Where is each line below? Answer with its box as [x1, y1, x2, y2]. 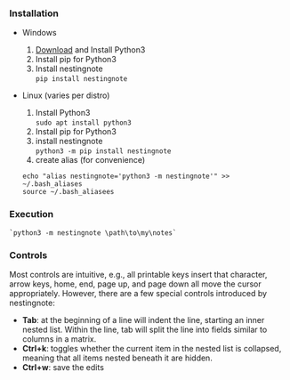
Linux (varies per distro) [21, 90, 110, 101]
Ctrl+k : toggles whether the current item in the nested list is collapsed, [21, 343, 282, 353]
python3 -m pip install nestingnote [35, 147, 172, 156]
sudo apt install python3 [35, 118, 132, 127]
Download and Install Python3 [35, 44, 146, 55]
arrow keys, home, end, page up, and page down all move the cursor [9, 279, 262, 289]
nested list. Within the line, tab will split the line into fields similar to [21, 324, 268, 335]
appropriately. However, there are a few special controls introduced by [9, 287, 268, 298]
